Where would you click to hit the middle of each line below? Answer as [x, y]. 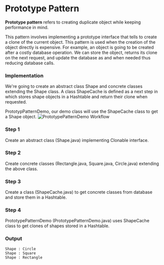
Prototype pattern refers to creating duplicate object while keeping [73, 22]
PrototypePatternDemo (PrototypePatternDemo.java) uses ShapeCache [77, 221]
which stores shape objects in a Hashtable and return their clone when [76, 97]
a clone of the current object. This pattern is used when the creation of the [80, 42]
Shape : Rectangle [24, 257]
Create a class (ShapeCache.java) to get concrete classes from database [79, 192]
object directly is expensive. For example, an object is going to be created [80, 47]
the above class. [22, 169]
